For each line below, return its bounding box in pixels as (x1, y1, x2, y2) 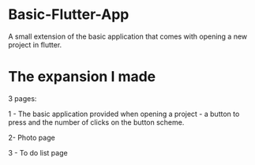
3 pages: (8, 93, 37, 103)
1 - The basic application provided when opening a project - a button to (8, 109, 240, 118)
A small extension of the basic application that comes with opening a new (8, 32, 248, 41)
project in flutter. (8, 39, 62, 49)
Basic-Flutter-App (8, 6, 129, 24)
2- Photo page (8, 133, 55, 142)
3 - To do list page (8, 148, 69, 157)
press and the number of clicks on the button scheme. (8, 117, 185, 127)
